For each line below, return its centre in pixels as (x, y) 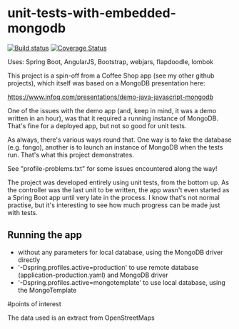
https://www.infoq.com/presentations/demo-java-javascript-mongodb (111, 97)
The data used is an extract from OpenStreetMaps (81, 318)
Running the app (45, 235)
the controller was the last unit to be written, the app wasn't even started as (118, 189)
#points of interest (35, 303)
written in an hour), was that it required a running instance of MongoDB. (113, 118)
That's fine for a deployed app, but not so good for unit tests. (97, 125)
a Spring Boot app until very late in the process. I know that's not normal (113, 197)
